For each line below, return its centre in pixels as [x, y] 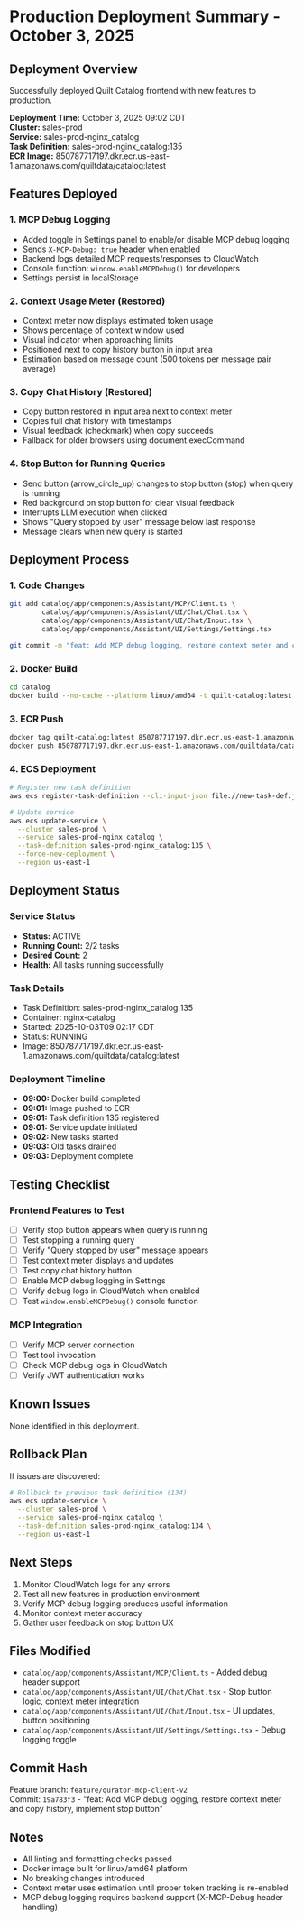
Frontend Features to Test [67, 1210]
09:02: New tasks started [70, 1137]
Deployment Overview [73, 69]
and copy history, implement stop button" [87, 1809]
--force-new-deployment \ [66, 854]
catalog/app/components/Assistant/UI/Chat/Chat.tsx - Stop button [147, 1692]
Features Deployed [64, 194]
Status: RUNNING [55, 1036]
